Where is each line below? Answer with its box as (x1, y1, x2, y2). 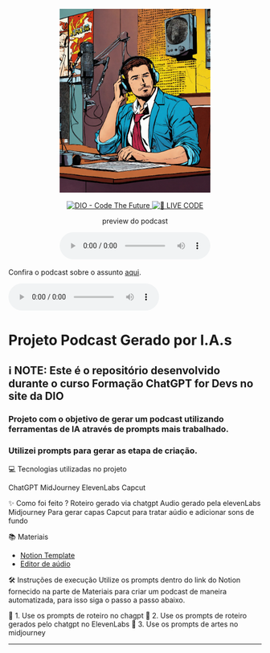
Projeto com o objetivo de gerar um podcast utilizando (8, 414, 224, 425)
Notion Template (19, 550, 76, 560)
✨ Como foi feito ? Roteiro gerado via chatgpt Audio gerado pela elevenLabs (8, 498, 261, 508)
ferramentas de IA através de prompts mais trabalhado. (8, 423, 229, 435)
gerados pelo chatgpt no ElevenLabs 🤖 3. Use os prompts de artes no (8, 619, 239, 629)
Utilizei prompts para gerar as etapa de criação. (8, 445, 198, 456)
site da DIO (8, 390, 64, 403)
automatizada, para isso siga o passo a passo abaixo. (8, 595, 186, 605)
